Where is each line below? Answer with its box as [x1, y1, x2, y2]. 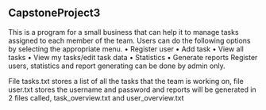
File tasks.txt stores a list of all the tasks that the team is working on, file [8, 76, 244, 85]
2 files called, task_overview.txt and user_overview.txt [8, 93, 184, 102]
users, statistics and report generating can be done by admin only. [8, 61, 226, 70]
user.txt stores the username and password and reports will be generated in [8, 85, 256, 94]
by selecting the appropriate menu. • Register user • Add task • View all [8, 44, 244, 54]
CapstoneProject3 [8, 6, 101, 20]
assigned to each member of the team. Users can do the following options [8, 36, 252, 45]
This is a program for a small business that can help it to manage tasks [8, 27, 240, 36]
